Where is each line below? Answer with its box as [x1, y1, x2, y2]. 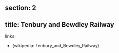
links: [5, 34, 16, 39]
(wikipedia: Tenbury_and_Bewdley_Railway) [12, 43, 99, 49]
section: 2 [5, 4, 37, 12]
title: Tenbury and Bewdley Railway [5, 20, 115, 29]
